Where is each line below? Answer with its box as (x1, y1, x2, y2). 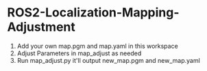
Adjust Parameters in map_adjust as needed (16, 49, 142, 57)
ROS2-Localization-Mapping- (7, 5, 180, 20)
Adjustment (7, 19, 75, 35)
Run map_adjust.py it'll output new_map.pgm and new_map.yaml (16, 56, 200, 64)
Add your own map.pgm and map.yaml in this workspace (16, 42, 178, 50)
